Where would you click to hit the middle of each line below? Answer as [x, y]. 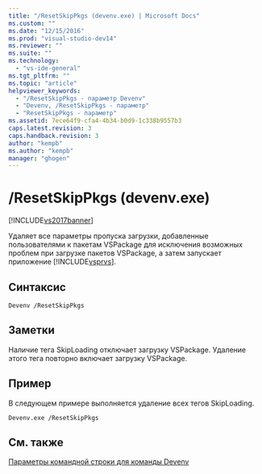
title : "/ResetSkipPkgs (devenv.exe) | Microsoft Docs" [104, 16]
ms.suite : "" [30, 53]
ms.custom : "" [32, 23]
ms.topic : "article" [43, 83]
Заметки [31, 330]
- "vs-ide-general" [48, 69]
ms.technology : [34, 61]
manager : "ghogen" [39, 158]
